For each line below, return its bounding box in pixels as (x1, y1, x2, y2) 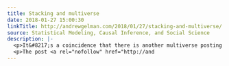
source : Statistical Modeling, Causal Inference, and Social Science (7, 29, 210, 36)
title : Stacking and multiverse (7, 10, 99, 17)
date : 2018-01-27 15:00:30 (7, 16, 84, 23)
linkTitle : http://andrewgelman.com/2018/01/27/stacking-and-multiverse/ (7, 23, 223, 30)
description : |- (7, 36, 53, 43)
